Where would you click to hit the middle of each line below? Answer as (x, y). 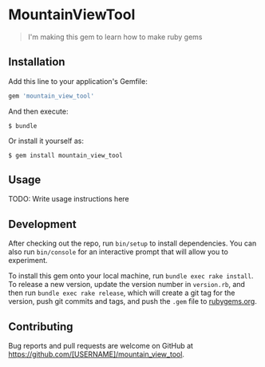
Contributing (41, 327)
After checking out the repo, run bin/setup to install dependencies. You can (132, 243)
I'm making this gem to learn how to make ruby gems (115, 37)
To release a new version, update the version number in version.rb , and (127, 285)
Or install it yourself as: (46, 141)
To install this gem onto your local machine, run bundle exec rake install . (131, 276)
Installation (37, 62)
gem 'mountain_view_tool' (51, 96)
